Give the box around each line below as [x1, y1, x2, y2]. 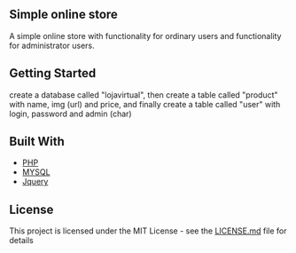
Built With [9, 134, 65, 149]
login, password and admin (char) [9, 108, 132, 119]
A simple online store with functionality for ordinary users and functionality [9, 30, 282, 41]
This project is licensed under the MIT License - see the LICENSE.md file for [9, 225, 287, 236]
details [9, 235, 34, 246]
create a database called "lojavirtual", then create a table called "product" [9, 89, 278, 100]
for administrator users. [9, 40, 95, 51]
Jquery [21, 177, 49, 187]
